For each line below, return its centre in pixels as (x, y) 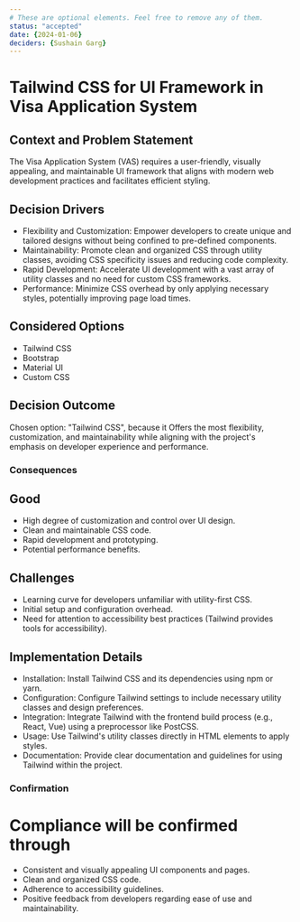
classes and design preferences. (83, 708)
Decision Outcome (62, 406)
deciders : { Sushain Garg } (58, 43)
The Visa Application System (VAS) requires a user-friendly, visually (135, 162)
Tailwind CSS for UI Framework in (136, 88)
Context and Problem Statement (101, 140)
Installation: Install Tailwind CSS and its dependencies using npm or (148, 679)
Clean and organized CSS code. (82, 879)
